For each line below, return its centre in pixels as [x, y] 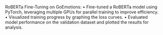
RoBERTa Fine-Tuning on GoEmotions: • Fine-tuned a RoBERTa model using [81, 7]
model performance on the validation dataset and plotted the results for [77, 22]
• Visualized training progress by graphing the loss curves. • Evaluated [76, 17]
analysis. [14, 27]
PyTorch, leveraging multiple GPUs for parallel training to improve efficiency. [82, 12]
